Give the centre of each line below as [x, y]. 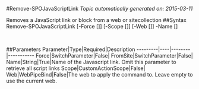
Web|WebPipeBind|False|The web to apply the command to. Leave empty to [99, 74]
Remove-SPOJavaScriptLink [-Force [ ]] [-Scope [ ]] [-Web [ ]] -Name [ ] [92, 26]
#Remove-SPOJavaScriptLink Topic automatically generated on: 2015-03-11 [99, 9]
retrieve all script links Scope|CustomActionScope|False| [76, 68]
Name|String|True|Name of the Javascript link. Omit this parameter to [91, 62]
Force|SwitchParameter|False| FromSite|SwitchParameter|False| [114, 55]
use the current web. [32, 81]
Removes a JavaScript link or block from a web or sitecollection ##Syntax [97, 20]
